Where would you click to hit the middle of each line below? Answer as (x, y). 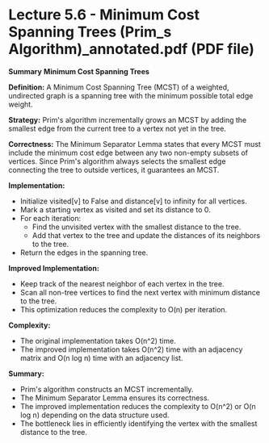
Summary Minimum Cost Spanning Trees (79, 71)
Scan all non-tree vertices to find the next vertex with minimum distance (140, 292)
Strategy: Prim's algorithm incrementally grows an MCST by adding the (128, 119)
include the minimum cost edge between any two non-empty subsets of (128, 153)
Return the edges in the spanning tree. (84, 253)
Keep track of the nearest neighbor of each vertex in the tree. (122, 283)
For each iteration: (50, 218)
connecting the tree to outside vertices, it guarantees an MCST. (114, 169)
